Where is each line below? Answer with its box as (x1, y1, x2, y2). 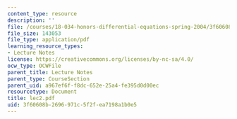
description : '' (7, 17, 55, 24)
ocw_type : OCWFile (7, 62, 61, 69)
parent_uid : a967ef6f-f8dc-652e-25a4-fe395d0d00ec (7, 82, 159, 89)
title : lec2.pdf (7, 95, 55, 102)
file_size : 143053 (7, 29, 61, 37)
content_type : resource (7, 10, 78, 17)
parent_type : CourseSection (7, 75, 90, 83)
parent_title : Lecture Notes (7, 69, 93, 76)
